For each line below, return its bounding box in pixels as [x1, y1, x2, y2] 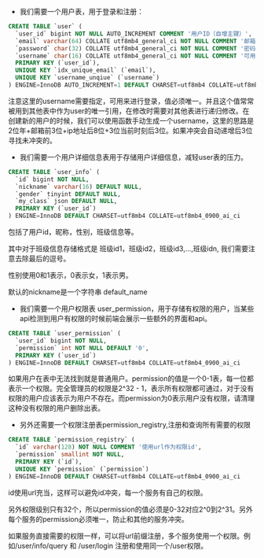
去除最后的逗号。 [14, 254, 71, 263]
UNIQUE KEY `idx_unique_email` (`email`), [15, 66, 156, 75]
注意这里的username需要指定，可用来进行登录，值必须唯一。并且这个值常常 [8, 96, 254, 105]
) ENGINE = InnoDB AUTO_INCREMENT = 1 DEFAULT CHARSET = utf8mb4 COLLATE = [8, 81, 237, 89]
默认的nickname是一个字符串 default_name [8, 287, 148, 297]
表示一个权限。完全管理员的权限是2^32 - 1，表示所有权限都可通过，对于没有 [8, 384, 255, 394]
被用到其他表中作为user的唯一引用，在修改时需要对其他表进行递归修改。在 [8, 105, 250, 116]
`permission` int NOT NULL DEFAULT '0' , [15, 344, 149, 352]
